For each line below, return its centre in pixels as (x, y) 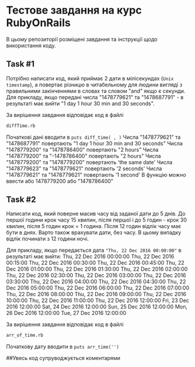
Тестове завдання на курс (74, 10)
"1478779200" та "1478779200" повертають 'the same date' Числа (89, 162)
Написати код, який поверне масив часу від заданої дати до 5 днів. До (96, 214)
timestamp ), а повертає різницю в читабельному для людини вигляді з (94, 85)
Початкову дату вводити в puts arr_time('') (63, 347)
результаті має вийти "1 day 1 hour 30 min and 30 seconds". (80, 103)
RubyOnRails (38, 23)
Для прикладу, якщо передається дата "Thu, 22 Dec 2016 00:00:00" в (94, 250)
